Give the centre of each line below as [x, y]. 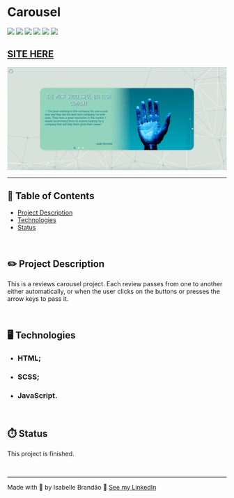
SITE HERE [31, 54]
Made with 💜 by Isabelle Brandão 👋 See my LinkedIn [82, 488]
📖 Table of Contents [51, 196]
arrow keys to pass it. [38, 299]
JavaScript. [37, 396]
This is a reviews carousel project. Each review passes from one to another [115, 284]
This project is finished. [41, 454]
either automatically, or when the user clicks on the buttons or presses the [114, 291]
